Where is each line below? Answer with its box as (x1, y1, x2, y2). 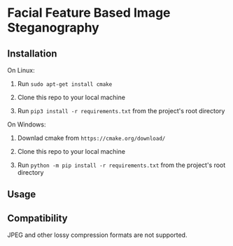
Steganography (7, 20, 99, 36)
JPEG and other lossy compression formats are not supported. (7, 231, 188, 239)
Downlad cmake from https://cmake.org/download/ (17, 134, 166, 142)
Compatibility (7, 212, 68, 224)
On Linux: (7, 66, 35, 74)
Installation (7, 48, 57, 59)
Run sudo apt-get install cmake (17, 80, 113, 88)
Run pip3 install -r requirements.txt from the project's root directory (17, 107, 225, 115)
